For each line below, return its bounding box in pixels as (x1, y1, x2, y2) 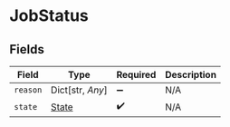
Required (116, 69, 157, 81)
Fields (9, 42, 45, 57)
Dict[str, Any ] (51, 83, 108, 96)
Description (164, 69, 217, 81)
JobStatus (9, 5, 89, 26)
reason (14, 85, 43, 95)
